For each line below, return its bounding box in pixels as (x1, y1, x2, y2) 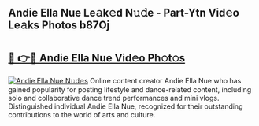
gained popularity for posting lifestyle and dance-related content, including (8, 85, 252, 94)
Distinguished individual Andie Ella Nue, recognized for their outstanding (8, 102, 243, 111)
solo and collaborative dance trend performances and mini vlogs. (8, 94, 220, 102)
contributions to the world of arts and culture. (8, 110, 156, 119)
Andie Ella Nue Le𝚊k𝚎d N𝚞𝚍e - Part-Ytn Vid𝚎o (8, 6, 240, 20)
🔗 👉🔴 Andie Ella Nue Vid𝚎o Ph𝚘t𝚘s (8, 51, 186, 65)
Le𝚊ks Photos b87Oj (8, 19, 110, 32)
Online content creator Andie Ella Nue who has (90, 76, 242, 85)
